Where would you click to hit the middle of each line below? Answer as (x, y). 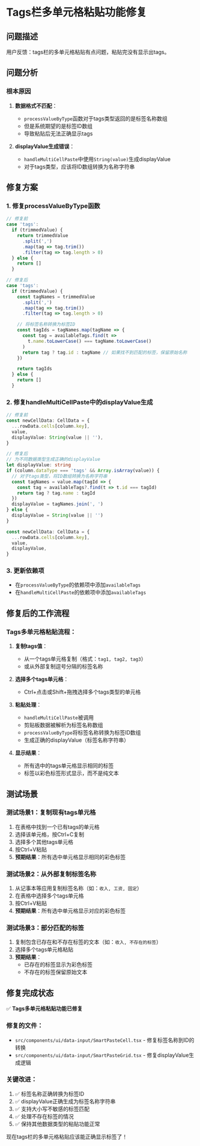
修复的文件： (25, 1026)
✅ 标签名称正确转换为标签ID (50, 1094)
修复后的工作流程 (38, 613)
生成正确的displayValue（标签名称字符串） (77, 740)
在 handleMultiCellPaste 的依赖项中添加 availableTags (80, 593)
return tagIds (35, 369)
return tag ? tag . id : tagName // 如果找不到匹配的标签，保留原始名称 (105, 353)
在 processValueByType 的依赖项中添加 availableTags (78, 585)
